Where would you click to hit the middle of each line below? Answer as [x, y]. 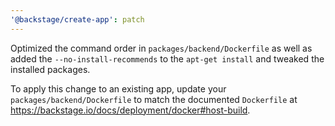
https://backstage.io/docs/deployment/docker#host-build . [130, 110]
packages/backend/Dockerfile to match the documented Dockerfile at [154, 99]
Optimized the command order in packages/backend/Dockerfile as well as [161, 48]
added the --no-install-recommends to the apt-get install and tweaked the [167, 58]
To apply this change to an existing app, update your [118, 88]
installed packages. [50, 69]
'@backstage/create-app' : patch [77, 19]
